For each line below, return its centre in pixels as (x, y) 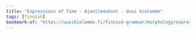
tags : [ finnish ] (26, 17)
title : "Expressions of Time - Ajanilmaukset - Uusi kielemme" (85, 11)
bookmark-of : (22, 22)
